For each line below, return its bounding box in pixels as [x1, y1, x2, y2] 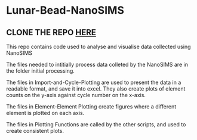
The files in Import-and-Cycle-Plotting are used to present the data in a [6, 79, 181, 86]
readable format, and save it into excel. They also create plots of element [6, 85, 186, 92]
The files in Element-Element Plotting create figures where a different [6, 103, 177, 110]
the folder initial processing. [6, 67, 75, 74]
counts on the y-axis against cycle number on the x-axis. [6, 92, 146, 98]
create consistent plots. [6, 127, 64, 134]
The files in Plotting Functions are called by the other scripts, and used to [6, 121, 186, 128]
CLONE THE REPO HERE [6, 27, 97, 38]
